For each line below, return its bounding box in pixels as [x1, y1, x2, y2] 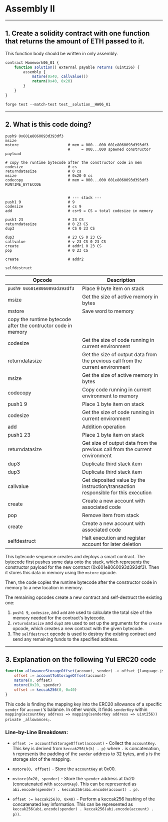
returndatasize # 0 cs [5, 169, 81, 174]
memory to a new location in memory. [5, 584, 83, 590]
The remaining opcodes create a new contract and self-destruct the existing [5, 594, 162, 600]
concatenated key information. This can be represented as [12, 801, 133, 807]
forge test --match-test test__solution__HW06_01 [5, 101, 111, 107]
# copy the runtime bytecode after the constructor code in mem [5, 160, 142, 165]
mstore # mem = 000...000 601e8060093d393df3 [5, 142, 149, 147]
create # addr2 [5, 257, 84, 262]
